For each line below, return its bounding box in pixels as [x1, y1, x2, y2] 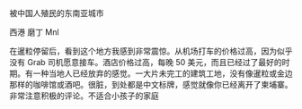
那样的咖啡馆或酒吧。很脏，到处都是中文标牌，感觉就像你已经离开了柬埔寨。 [9, 80, 293, 89]
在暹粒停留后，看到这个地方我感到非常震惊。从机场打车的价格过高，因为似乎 [9, 46, 293, 56]
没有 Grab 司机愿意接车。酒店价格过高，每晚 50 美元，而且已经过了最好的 [9, 57, 283, 67]
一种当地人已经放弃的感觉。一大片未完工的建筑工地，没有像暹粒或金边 [32, 68, 293, 79]
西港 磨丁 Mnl [9, 27, 60, 38]
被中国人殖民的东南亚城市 [9, 8, 104, 18]
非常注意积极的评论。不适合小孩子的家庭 [9, 90, 159, 101]
